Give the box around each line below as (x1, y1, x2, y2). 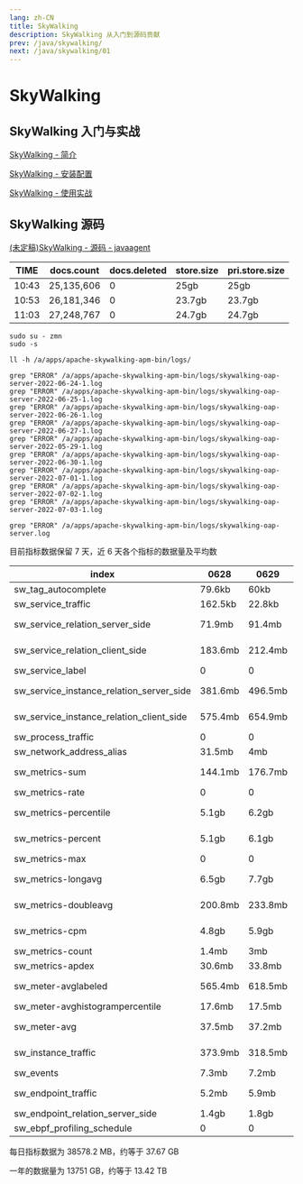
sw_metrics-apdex (14, 959, 95, 972)
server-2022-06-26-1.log (9, 410, 103, 419)
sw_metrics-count (14, 944, 93, 957)
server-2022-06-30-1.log (9, 457, 103, 467)
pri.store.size (226, 263, 286, 276)
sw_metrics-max (14, 852, 87, 865)
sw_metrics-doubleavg (14, 898, 114, 911)
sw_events (14, 1066, 59, 1078)
